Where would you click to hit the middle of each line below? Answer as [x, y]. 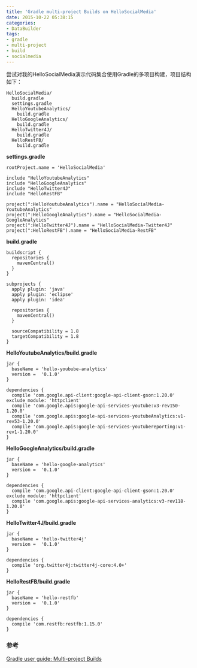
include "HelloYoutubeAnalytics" [48, 178]
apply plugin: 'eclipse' [43, 294]
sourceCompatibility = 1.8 [45, 331]
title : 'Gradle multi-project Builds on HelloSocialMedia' [81, 12]
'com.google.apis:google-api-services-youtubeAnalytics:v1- [109, 416]
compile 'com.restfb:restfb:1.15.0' [57, 624]
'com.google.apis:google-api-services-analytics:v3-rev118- [109, 501]
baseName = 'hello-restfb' [45, 598]
